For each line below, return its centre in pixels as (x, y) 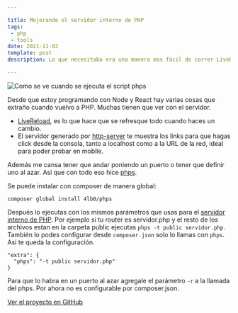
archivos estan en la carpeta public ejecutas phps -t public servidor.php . (116, 227)
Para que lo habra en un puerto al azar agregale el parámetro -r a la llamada (119, 280)
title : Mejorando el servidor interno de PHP (75, 20)
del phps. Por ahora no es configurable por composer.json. (93, 288)
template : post (30, 53)
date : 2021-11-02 (33, 47)
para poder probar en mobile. (61, 151)
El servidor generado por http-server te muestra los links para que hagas (124, 136)
